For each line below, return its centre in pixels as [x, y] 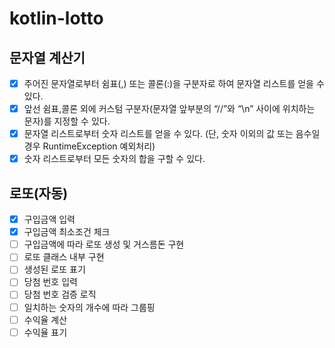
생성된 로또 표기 [54, 269]
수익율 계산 [45, 319]
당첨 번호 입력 [50, 282]
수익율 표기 [45, 332]
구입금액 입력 [49, 219]
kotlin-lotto [56, 18]
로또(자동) [39, 193]
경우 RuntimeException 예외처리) [89, 146]
